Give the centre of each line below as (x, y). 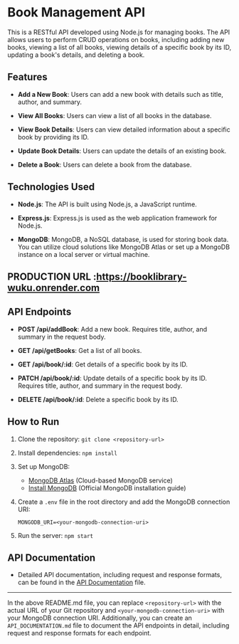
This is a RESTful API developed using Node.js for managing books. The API (119, 32)
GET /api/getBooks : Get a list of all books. (80, 350)
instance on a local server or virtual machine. (84, 254)
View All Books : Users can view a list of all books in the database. (115, 115)
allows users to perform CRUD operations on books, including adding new (116, 39)
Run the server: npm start (55, 535)
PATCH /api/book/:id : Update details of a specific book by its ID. (112, 378)
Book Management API (76, 12)
